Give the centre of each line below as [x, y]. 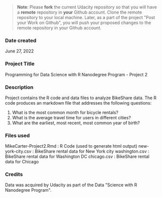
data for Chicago [22, 162]
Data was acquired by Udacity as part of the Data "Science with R [71, 185]
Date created [21, 40]
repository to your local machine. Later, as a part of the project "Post [86, 17]
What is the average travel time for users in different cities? [71, 117]
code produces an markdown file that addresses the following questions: [78, 103]
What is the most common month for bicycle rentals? [65, 112]
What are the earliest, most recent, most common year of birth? [76, 123]
